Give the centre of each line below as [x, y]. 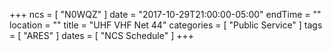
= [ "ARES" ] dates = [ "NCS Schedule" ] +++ [101, 35]
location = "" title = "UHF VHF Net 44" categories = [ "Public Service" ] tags [166, 25]
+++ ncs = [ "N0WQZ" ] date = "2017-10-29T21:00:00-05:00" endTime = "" [165, 14]
